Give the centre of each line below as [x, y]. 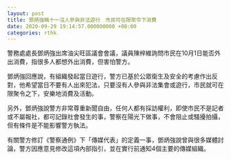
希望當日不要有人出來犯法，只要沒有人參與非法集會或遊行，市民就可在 [124, 85]
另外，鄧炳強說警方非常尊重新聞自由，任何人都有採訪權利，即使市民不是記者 [115, 108]
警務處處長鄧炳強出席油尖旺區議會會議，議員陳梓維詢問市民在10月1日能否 [111, 53]
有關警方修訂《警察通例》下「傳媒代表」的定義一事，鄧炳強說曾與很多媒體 [112, 140]
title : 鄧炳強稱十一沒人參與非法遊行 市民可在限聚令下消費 [82, 20]
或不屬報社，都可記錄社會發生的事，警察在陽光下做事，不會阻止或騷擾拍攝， [115, 117]
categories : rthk [32, 33]
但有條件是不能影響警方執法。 [49, 125]
